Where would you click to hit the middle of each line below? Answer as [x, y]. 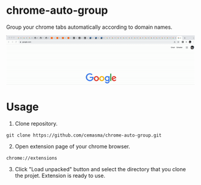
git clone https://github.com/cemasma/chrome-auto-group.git [84, 135]
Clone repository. [36, 123]
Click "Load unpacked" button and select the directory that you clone [100, 169]
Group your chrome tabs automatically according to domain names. [89, 27]
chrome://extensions [32, 158]
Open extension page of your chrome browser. [72, 146]
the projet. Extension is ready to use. [60, 175]
